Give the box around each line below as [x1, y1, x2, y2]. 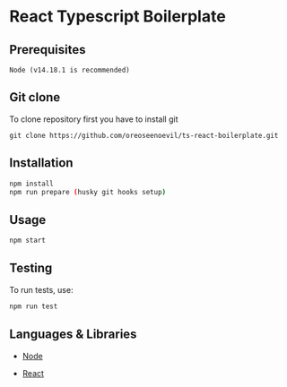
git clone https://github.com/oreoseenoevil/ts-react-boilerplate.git [9, 131, 279, 140]
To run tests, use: [9, 284, 74, 295]
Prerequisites [9, 42, 86, 57]
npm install [9, 179, 54, 188]
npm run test [9, 302, 58, 311]
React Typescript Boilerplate [9, 6, 226, 27]
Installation [9, 155, 74, 171]
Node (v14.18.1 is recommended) [9, 65, 130, 74]
